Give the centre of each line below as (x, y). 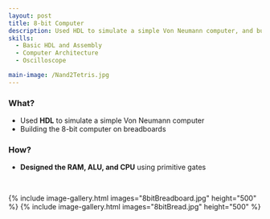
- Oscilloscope (41, 61)
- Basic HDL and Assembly (59, 46)
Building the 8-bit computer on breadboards (93, 129)
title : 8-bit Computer (46, 23)
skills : (21, 38)
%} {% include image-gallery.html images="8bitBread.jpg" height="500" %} (135, 207)
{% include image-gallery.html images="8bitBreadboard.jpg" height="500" (133, 198)
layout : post (30, 16)
